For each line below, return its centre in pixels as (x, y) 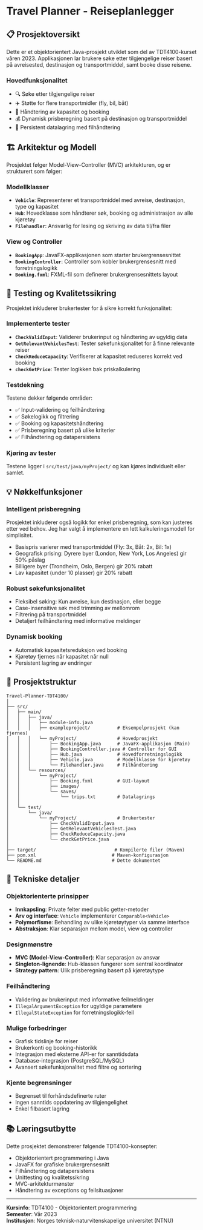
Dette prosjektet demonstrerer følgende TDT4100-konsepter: (82, 1146)
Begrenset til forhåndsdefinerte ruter (61, 1096)
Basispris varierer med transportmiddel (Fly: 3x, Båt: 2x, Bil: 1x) (93, 547)
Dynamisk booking (34, 637)
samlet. (15, 473)
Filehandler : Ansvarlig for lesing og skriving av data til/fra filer (93, 226)
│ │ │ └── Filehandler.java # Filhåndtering (82, 765)
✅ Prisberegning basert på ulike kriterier (65, 430)
